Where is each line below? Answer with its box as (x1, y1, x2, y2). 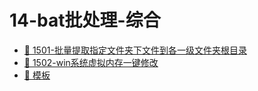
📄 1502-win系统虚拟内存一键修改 (23, 56, 159, 68)
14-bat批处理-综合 (9, 9, 161, 32)
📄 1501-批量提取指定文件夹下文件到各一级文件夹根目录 (23, 44, 247, 56)
